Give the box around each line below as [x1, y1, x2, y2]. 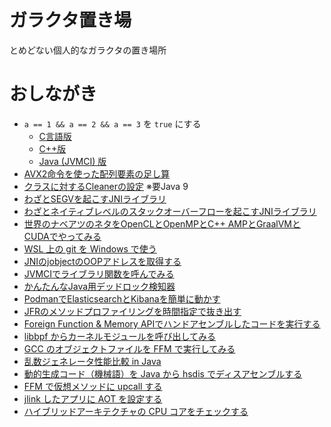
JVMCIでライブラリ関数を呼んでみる [23, 267, 175, 280]
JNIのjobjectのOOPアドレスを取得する [23, 255, 182, 267]
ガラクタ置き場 [9, 9, 132, 32]
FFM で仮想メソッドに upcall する [23, 380, 163, 392]
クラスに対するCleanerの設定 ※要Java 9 [23, 180, 189, 192]
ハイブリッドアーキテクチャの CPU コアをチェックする [23, 405, 249, 417]
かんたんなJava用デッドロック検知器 [23, 280, 176, 292]
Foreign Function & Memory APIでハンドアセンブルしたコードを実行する [23, 317, 321, 330]
